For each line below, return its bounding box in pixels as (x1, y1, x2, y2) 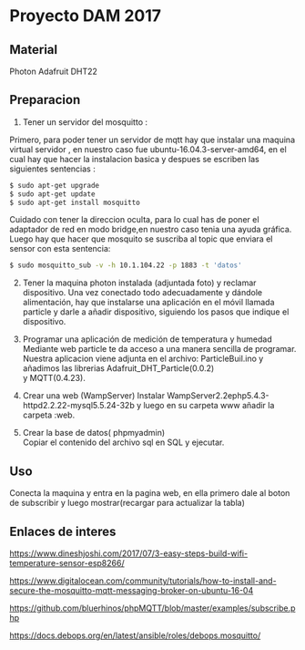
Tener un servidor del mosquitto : (22, 116, 148, 128)
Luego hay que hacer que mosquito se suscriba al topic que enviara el (9, 233, 273, 244)
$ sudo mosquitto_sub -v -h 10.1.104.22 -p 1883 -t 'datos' (9, 261, 243, 270)
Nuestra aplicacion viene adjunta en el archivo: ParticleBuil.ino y (22, 353, 264, 365)
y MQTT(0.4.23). (22, 373, 86, 384)
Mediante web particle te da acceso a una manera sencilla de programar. (22, 344, 297, 355)
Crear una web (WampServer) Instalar (22, 390, 166, 401)
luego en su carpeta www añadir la (143, 400, 275, 411)
